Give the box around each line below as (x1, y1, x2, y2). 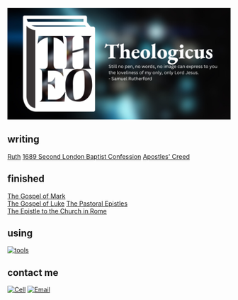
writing (7, 133, 40, 145)
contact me (7, 267, 59, 279)
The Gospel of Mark (7, 191, 66, 200)
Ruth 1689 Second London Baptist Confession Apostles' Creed (7, 152, 190, 160)
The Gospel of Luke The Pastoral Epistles (7, 199, 128, 208)
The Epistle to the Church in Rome (7, 206, 108, 215)
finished (7, 173, 45, 185)
